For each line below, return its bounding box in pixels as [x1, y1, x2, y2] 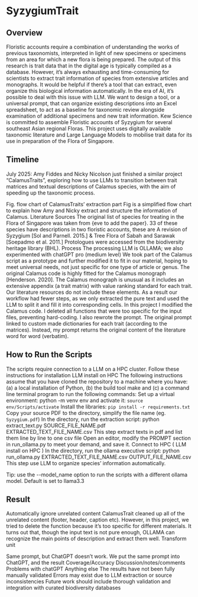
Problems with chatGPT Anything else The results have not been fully [6, 566, 176, 573]
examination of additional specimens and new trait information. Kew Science [6, 112, 192, 119]
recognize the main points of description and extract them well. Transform [6, 535, 187, 542]
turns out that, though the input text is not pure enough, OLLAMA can [6, 529, 175, 536]
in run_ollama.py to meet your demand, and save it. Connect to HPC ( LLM [6, 440, 187, 447]
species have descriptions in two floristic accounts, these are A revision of [6, 226, 187, 233]
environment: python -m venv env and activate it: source [6, 397, 144, 404]
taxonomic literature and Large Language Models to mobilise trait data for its [6, 131, 192, 138]
